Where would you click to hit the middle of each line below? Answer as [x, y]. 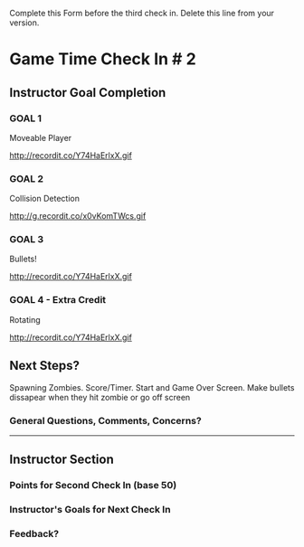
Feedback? [34, 534]
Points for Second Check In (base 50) [93, 486]
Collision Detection [44, 199]
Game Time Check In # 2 [103, 59]
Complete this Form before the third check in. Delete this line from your [142, 13]
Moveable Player [41, 137]
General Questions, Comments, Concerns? [105, 420]
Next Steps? [44, 366]
